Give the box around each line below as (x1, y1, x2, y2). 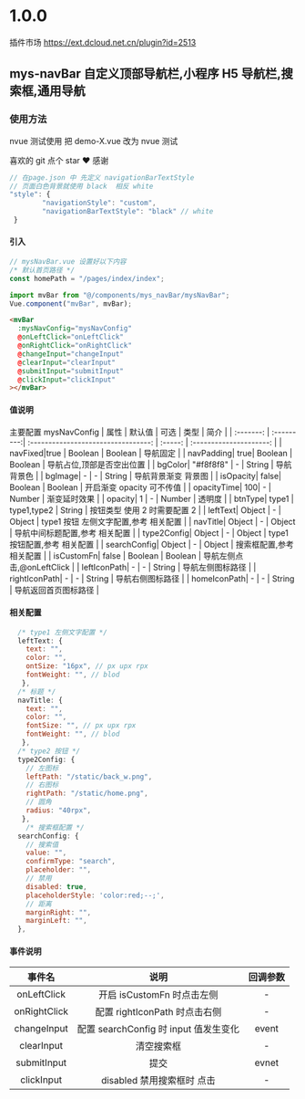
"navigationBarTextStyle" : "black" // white (42, 207, 214, 216)
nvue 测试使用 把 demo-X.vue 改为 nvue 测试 (9, 135, 178, 146)
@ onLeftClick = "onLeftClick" (17, 332, 125, 342)
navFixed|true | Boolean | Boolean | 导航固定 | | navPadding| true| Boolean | (9, 447, 293, 458)
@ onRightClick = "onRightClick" (17, 341, 132, 351)
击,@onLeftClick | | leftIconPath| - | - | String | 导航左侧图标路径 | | (9, 561, 257, 572)
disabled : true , (25, 882, 88, 891)
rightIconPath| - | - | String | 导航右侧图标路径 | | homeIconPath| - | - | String (9, 572, 295, 584)
